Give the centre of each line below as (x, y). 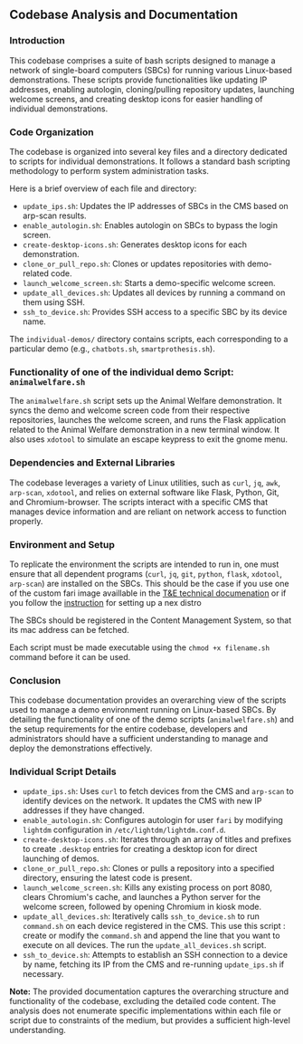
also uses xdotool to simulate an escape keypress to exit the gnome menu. (148, 439)
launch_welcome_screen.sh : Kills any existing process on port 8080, (147, 887)
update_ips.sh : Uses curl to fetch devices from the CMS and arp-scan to (158, 791)
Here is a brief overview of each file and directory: (103, 188)
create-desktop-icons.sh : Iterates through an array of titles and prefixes (157, 839)
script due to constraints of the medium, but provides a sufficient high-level (150, 1020)
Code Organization (52, 132)
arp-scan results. (55, 216)
